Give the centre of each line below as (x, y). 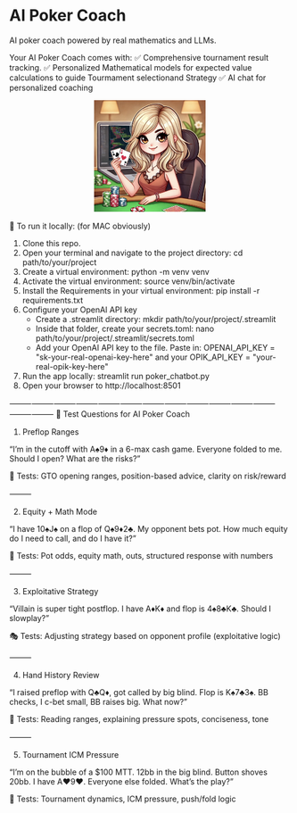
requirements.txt (53, 301)
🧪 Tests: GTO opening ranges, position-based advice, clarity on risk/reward (148, 476)
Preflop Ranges (50, 432)
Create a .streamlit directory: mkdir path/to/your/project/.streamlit (156, 319)
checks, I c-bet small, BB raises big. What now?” (98, 702)
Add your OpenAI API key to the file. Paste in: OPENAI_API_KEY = (155, 348)
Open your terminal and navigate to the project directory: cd (132, 253)
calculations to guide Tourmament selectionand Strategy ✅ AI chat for (138, 78)
